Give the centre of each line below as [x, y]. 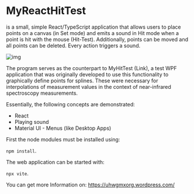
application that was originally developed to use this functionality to [87, 74]
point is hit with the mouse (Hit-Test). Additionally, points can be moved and [97, 39]
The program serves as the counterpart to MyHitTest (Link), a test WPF [91, 68]
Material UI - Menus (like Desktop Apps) [63, 128]
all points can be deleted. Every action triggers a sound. [73, 46]
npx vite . [18, 173]
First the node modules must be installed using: [63, 139]
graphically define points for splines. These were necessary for [82, 81]
